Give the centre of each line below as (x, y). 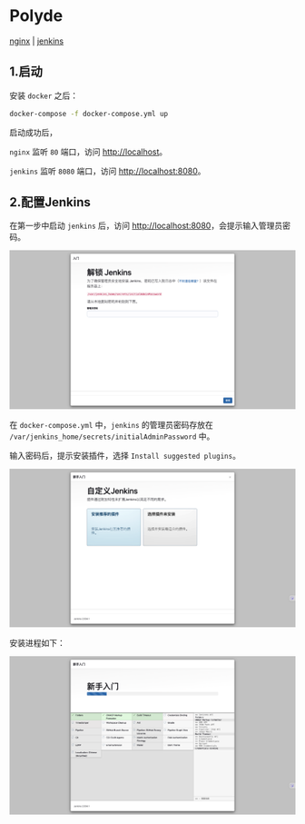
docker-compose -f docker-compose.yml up (89, 114)
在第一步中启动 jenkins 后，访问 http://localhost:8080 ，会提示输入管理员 (146, 226)
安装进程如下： (37, 642)
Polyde (36, 16)
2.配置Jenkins (50, 202)
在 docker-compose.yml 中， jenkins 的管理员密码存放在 (111, 424)
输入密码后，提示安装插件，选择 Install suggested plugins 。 (125, 455)
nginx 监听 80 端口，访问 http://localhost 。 (89, 152)
